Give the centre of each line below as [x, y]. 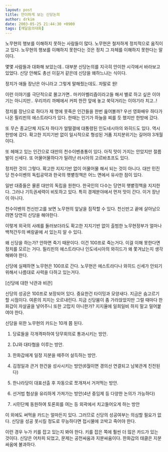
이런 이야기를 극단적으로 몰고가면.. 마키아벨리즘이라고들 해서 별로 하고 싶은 [78, 95]
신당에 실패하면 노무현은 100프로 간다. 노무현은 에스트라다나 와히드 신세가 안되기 [84, 266]
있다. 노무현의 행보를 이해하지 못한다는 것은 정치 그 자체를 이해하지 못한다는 [84, 50]
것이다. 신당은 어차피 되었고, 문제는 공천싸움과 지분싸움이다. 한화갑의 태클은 [79, 438]
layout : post [19, 10]
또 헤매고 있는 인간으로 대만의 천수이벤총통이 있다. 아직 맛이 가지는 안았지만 [79, 152]
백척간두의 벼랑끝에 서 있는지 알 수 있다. [44, 232]
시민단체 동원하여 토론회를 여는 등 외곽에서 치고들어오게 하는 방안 [76, 404]
